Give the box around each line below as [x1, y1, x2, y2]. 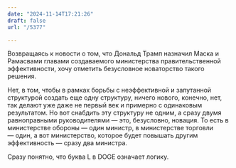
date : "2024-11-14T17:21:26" [7, 10, 94, 18]
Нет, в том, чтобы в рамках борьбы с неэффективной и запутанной [7, 86, 212, 95]
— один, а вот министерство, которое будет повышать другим [7, 131, 198, 140]
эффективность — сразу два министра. [7, 139, 128, 147]
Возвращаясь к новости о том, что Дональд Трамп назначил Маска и [7, 49, 219, 58]
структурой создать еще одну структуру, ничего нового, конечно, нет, [7, 93, 222, 102]
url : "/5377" [7, 23, 46, 31]
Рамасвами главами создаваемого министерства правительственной [7, 57, 222, 65]
